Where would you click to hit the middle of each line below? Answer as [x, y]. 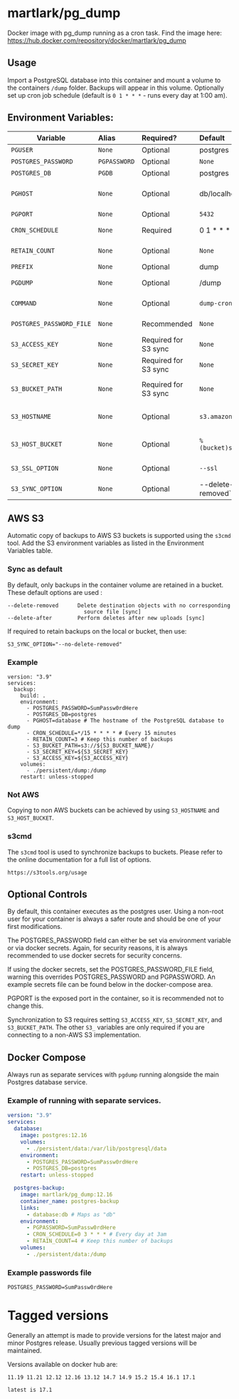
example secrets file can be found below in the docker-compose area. [110, 985]
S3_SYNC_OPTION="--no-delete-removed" [65, 644]
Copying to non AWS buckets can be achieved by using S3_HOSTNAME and [113, 810]
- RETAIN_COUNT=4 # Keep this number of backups [100, 1241]
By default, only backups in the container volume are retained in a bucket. [116, 585]
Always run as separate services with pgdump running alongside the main [113, 1074]
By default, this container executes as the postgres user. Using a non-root [116, 912]
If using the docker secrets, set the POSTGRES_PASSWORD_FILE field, [111, 970]
